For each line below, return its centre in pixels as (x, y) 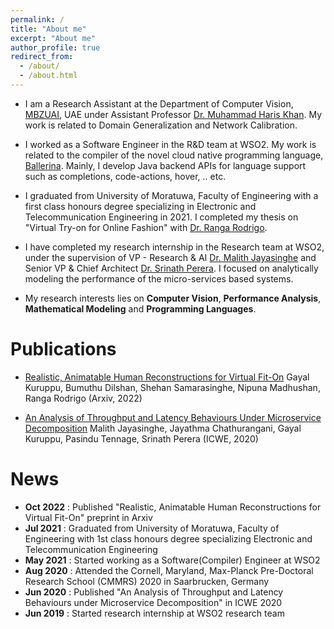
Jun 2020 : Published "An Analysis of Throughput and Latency (154, 592)
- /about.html (48, 76)
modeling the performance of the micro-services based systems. (159, 278)
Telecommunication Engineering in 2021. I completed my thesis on (161, 217)
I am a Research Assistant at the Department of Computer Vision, (159, 103)
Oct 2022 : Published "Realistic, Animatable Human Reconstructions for (173, 507)
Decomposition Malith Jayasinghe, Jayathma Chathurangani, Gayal (163, 428)
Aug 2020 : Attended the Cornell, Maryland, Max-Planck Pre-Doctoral (169, 570)
